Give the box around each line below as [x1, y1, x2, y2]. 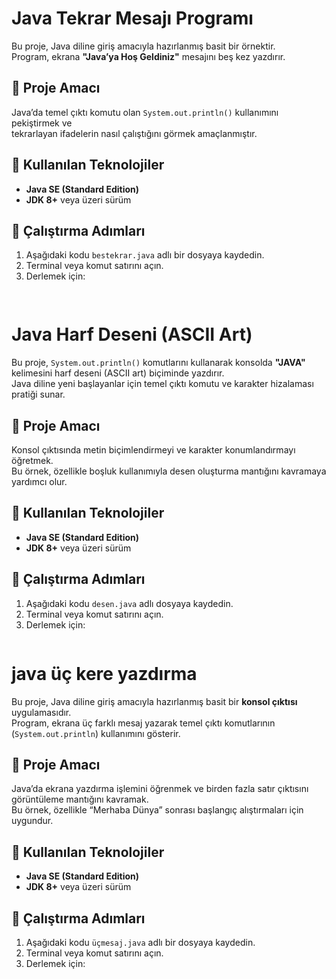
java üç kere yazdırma [11, 662, 198, 685]
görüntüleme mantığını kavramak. [11, 793, 149, 806]
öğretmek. [11, 455, 54, 466]
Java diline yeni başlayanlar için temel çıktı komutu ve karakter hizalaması [11, 378, 314, 390]
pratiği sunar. [11, 388, 66, 401]
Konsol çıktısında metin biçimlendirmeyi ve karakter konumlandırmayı [11, 444, 296, 456]
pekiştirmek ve [11, 117, 73, 129]
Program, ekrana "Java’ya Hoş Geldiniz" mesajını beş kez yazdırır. [11, 50, 286, 62]
